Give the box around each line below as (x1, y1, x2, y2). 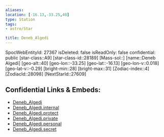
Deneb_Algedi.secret (12, 126, 57, 132)
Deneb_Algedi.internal (12, 105, 60, 111)
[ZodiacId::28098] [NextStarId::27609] (5, 71, 87, 77)
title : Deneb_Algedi (5, 36, 49, 41)
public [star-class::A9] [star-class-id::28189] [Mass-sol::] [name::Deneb (5, 55, 156, 61)
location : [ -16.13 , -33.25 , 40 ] (5, 12, 70, 17)
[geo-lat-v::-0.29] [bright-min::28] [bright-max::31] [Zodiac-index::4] (5, 65, 149, 72)
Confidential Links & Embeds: (5, 86, 101, 94)
